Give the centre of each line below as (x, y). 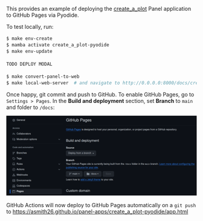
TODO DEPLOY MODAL (29, 64)
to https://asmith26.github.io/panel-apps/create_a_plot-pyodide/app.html (97, 211)
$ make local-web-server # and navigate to (63, 83)
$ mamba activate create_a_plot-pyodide (58, 45)
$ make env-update (29, 51)
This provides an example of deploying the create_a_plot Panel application (99, 9)
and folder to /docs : (31, 107)
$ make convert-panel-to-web (43, 77)
